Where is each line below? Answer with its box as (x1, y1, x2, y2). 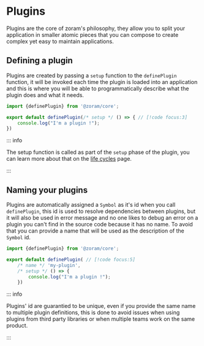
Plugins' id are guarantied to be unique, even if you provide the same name (6, 302, 196, 310)
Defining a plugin (6, 55, 74, 66)
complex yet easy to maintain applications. (6, 37, 115, 45)
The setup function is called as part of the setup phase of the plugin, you (6, 148, 190, 156)
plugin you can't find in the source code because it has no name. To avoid (6, 221, 193, 228)
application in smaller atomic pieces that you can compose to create (6, 31, 179, 38)
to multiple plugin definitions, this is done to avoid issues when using (6, 309, 180, 317)
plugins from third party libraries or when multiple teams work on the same (6, 315, 195, 323)
